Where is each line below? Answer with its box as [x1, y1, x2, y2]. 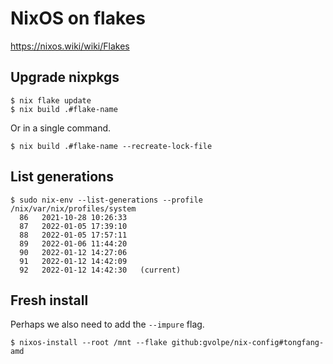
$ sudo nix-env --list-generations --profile [10, 195, 203, 205]
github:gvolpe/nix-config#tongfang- [171, 338, 325, 348]
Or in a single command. [10, 122, 112, 134]
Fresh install [10, 292, 89, 309]
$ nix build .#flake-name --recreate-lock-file [10, 141, 213, 151]
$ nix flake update [10, 95, 92, 106]
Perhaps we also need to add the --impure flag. [10, 318, 205, 331]
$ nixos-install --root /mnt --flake [10, 338, 168, 348]
